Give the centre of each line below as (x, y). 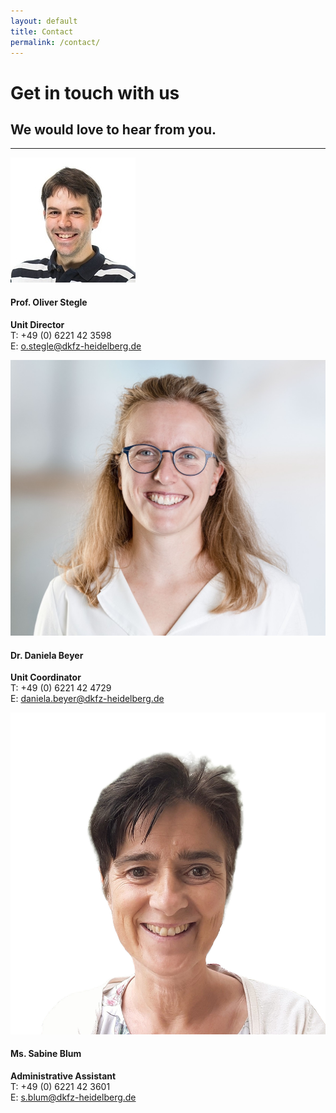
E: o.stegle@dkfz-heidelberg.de (76, 346)
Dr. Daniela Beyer (47, 655)
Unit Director (37, 324)
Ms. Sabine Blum (46, 1054)
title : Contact (42, 31)
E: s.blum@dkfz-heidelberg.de (73, 1097)
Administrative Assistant (63, 1076)
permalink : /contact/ (55, 42)
